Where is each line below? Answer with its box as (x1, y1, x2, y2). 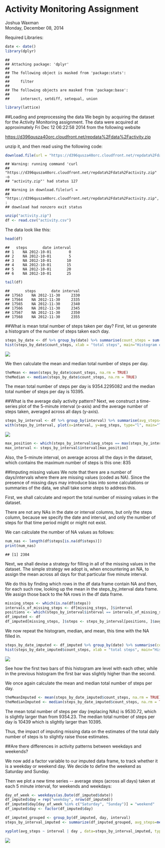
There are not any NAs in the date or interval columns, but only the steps (5, 509, 152, 515)
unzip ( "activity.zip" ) (5, 213, 52, 219)
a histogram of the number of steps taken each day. (5, 328, 110, 334)
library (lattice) (5, 105, 41, 110)
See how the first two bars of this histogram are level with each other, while (5, 665, 158, 671)
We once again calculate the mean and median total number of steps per (5, 680, 152, 686)
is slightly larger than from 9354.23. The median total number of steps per (5, 714, 155, 720)
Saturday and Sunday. (5, 768, 50, 774)
